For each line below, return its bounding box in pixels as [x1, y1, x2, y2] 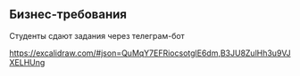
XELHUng [9, 57, 46, 67]
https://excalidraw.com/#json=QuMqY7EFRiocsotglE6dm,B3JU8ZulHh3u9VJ [9, 48, 291, 58]
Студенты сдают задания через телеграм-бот [9, 30, 185, 41]
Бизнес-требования [9, 7, 128, 22]
